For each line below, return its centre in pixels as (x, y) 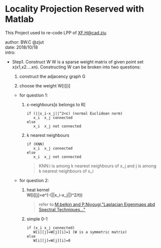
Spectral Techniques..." (62, 209)
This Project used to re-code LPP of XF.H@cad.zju (56, 33)
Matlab (19, 19)
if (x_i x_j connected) (51, 228)
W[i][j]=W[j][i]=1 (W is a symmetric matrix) (80, 232)
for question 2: (34, 180)
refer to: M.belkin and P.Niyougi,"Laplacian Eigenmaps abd (97, 204)
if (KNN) (36, 144)
